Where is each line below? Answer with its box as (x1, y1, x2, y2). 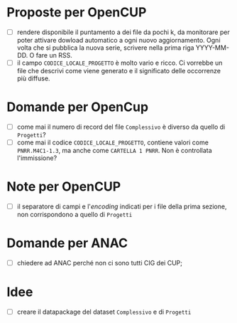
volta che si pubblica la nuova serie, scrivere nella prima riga (16, 43, 194, 52)
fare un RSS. (35, 51, 72, 59)
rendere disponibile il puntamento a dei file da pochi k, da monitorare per (16, 28, 230, 36)
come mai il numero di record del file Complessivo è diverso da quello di (16, 122, 226, 131)
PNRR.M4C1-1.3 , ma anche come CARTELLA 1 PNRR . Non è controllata (16, 147, 212, 155)
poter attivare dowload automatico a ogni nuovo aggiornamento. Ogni (16, 36, 221, 44)
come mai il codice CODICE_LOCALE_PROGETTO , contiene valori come (16, 138, 209, 147)
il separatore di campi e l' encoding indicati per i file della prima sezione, (16, 202, 227, 211)
